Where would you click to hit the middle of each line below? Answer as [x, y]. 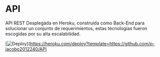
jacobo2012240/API [26, 49]
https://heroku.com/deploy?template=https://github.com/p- [92, 43]
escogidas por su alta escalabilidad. [43, 34]
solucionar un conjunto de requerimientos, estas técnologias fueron [76, 28]
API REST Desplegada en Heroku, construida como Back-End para [75, 23]
